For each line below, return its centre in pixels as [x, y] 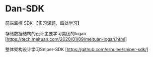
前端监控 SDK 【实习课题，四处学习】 [43, 23]
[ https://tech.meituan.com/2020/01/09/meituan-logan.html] [66, 39]
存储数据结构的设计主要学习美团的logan [46, 33]
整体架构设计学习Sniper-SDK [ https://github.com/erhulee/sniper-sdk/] [77, 49]
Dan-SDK [25, 9]
